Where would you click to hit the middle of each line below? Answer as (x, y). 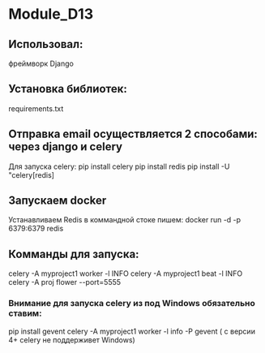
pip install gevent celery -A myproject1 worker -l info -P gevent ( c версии (132, 331)
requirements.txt (36, 108)
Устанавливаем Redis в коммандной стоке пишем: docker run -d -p (125, 220)
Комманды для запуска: (74, 254)
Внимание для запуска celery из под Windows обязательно (132, 303)
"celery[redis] (32, 174)
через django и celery (66, 147)
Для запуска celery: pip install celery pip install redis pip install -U (119, 166)
